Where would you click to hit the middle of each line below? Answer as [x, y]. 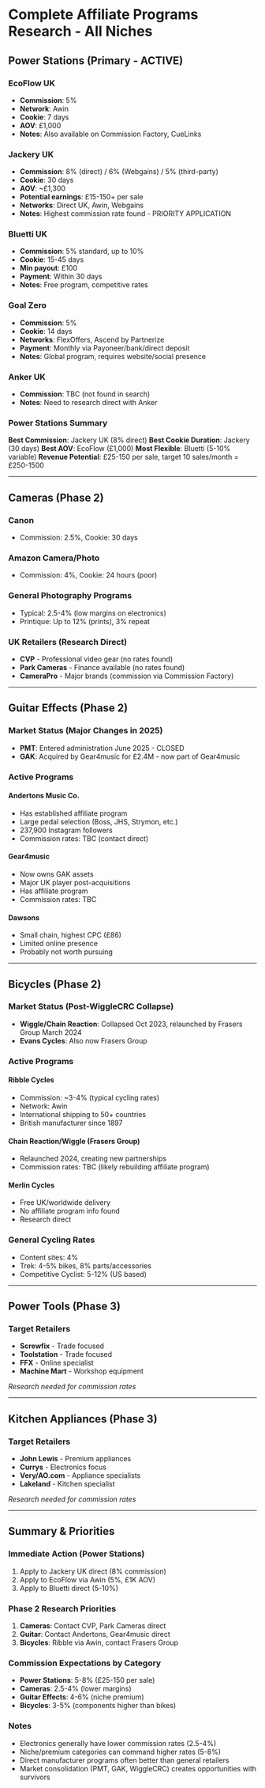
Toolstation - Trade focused [66, 1354]
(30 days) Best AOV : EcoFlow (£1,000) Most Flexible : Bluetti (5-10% [119, 449]
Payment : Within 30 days [61, 277]
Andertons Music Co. [44, 796]
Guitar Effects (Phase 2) [68, 708]
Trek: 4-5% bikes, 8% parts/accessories [86, 1265]
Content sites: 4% [49, 1257]
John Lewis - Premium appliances [75, 1459]
